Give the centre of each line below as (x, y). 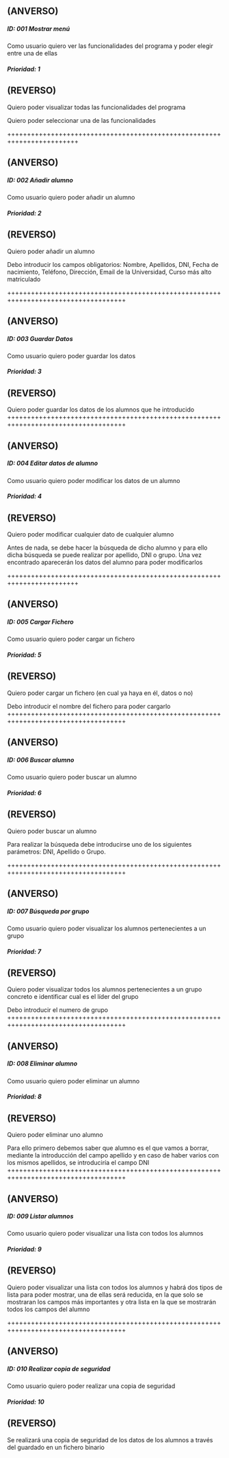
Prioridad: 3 (25, 372)
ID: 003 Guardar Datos (40, 338)
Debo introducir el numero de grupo (57, 1010)
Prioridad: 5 (24, 655)
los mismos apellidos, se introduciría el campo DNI (78, 1163)
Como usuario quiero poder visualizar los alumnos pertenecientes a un (107, 928)
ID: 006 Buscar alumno (41, 760)
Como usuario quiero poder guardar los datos (71, 355)
